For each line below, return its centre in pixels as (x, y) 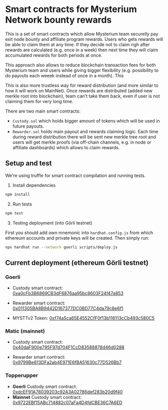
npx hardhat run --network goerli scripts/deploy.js (61, 247)
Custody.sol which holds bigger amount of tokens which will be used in (86, 121)
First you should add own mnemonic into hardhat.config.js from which (79, 233)
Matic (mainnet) (25, 331)
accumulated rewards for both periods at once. (54, 55)
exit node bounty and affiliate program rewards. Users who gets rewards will (84, 39)
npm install (18, 194)
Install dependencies (34, 185)
